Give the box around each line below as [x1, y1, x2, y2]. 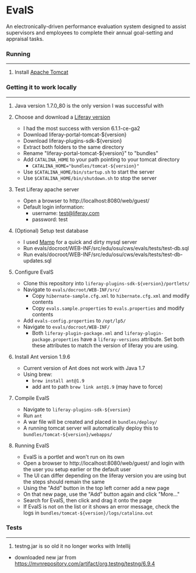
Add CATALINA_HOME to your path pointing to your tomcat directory [23, 156, 180, 163]
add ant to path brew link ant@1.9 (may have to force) [32, 383, 163, 390]
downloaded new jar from [14, 554, 77, 561]
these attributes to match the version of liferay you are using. [32, 341, 179, 348]
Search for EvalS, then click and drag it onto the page [23, 496, 152, 503]
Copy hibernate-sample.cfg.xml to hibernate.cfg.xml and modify [32, 292, 190, 299]
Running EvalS [14, 442, 50, 449]
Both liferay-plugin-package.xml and [32, 329, 124, 336]
